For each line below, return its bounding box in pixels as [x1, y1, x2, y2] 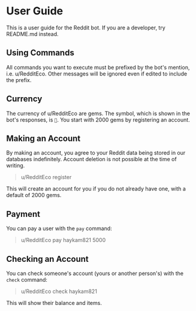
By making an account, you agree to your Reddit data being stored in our [6, 149, 186, 156]
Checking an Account [6, 253, 89, 264]
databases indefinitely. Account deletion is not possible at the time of [6, 156, 177, 163]
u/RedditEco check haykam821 [20, 288, 98, 295]
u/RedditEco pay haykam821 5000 [20, 237, 106, 244]
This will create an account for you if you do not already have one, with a [6, 185, 186, 192]
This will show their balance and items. [6, 300, 102, 306]
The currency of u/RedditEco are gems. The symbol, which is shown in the [6, 110, 191, 117]
